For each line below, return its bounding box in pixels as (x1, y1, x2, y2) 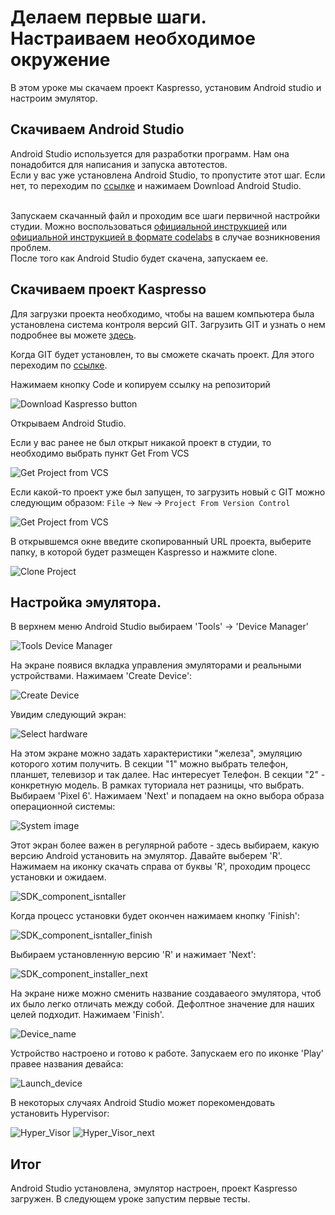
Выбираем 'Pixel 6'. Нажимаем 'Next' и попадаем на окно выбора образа (10, 790, 325, 802)
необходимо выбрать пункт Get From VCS (10, 447, 190, 459)
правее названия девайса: (10, 1058, 124, 1070)
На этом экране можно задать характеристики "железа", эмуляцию (10, 747, 303, 760)
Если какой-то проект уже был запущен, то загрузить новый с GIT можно (10, 486, 326, 498)
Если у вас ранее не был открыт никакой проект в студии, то (10, 436, 272, 448)
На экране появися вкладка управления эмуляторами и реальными (10, 659, 302, 671)
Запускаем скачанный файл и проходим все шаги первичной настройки (10, 209, 321, 221)
